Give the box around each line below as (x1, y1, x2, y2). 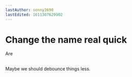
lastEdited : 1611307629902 (5, 12, 63, 17)
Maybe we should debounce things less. (5, 66, 91, 72)
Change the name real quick (5, 34, 127, 46)
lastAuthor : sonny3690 (5, 7, 54, 13)
